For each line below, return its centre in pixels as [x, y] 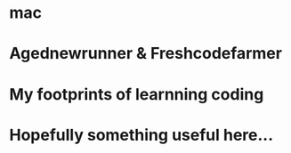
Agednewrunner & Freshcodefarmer [146, 54]
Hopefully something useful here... [141, 135]
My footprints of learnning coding [137, 94]
